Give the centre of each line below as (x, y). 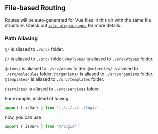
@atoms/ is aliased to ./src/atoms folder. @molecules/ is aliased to (72, 69)
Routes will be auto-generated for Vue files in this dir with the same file (78, 20)
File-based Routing (35, 8)
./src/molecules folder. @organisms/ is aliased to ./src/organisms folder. (79, 74)
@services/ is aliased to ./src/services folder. (53, 89)
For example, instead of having (37, 99)
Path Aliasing (22, 38)
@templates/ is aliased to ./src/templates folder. (55, 79)
